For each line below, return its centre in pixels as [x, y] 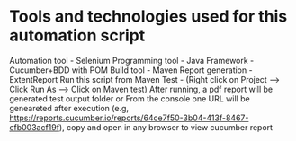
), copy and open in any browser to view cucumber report [166, 127]
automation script [77, 35]
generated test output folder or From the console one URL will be [130, 98]
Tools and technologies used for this [148, 17]
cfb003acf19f [35, 127]
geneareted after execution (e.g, [69, 108]
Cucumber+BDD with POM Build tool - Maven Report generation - [131, 70]
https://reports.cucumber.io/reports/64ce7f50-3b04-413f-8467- [129, 118]
